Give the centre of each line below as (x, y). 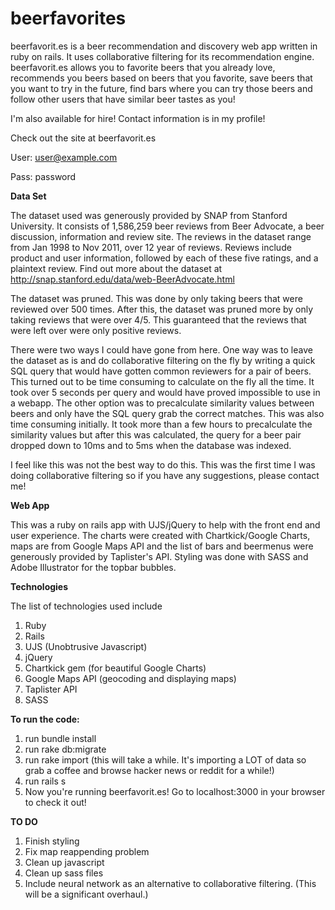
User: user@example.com (64, 157)
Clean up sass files (64, 873)
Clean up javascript (64, 862)
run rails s (45, 781)
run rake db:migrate (65, 749)
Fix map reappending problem (87, 851)
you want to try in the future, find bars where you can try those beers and (161, 88)
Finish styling (52, 841)
